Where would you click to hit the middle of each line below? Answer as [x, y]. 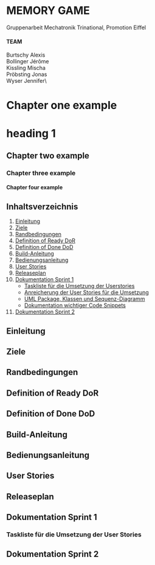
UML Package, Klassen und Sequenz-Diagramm [84, 299]
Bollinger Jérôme [28, 61]
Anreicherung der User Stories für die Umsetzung [86, 292]
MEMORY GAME [48, 11]
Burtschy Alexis [26, 55]
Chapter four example [34, 188]
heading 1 [31, 133]
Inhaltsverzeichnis [42, 207]
